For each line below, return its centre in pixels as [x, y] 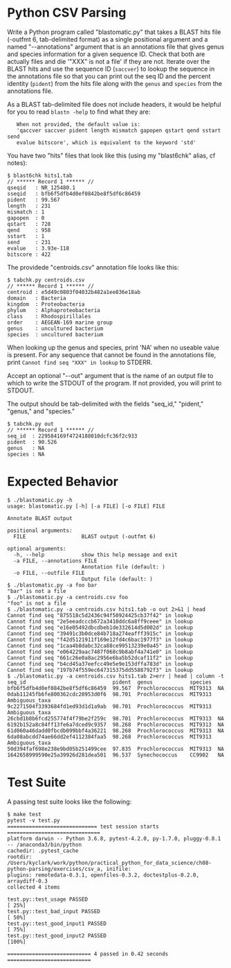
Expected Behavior [63, 482]
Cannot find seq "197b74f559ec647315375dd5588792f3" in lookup [100, 670]
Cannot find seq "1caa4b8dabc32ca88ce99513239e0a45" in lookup [100, 646]
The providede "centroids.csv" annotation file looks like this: [93, 267]
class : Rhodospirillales [49, 316]
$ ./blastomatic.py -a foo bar [52, 585]
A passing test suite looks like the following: [70, 802]
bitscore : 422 [29, 254]
